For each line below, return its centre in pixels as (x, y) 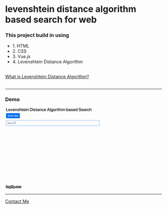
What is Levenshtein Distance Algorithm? (47, 77)
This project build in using (37, 35)
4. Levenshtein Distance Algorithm (47, 62)
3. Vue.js (21, 57)
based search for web (51, 20)
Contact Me (17, 201)
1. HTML (21, 46)
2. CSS (19, 51)
